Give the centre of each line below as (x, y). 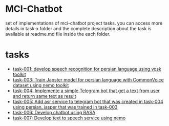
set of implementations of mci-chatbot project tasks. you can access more (84, 23)
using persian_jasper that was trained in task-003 (65, 107)
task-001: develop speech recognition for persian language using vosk (87, 69)
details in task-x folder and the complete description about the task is (78, 28)
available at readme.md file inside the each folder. (58, 34)
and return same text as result (44, 96)
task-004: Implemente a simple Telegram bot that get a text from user (86, 91)
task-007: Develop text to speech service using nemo (69, 118)
